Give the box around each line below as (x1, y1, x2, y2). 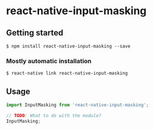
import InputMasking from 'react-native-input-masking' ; (6, 102, 149, 108)
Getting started (6, 28, 64, 38)
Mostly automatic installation (6, 57, 92, 65)
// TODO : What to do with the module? (6, 112, 101, 119)
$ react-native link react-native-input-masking (6, 70, 128, 76)
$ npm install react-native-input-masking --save (6, 43, 131, 49)
